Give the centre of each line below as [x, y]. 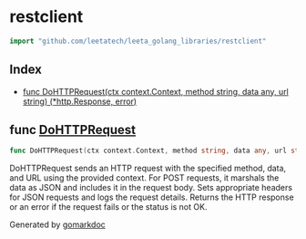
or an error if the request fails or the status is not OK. [108, 207]
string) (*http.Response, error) [80, 101]
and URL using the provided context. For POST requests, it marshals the [144, 178]
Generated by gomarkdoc [58, 224]
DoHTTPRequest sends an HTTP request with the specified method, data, [148, 168]
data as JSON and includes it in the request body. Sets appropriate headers [151, 188]
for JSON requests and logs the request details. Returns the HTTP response [152, 197]
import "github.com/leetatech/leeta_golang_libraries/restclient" [138, 41]
